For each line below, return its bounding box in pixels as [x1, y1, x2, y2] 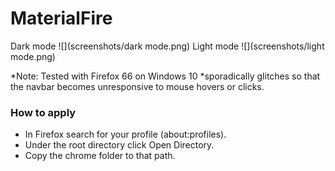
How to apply [10, 105, 77, 119]
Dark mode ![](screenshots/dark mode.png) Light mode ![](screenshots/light [10, 40, 325, 52]
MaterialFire [10, 7, 113, 30]
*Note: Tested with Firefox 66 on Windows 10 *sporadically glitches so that [10, 70, 321, 82]
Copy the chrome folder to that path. [24, 150, 176, 162]
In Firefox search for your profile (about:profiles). [24, 128, 227, 141]
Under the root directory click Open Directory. [24, 139, 215, 151]
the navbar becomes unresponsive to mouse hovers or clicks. [10, 80, 265, 92]
